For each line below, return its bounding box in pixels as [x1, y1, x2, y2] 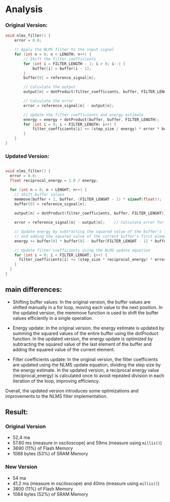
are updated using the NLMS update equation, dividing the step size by [12, 361, 161, 367]
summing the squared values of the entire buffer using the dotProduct [12, 330, 158, 336]
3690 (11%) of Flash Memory [12, 445, 73, 451]
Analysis [5, 4, 43, 15]
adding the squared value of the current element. [12, 346, 115, 352]
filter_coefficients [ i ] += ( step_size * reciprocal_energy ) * [18, 257, 153, 262]
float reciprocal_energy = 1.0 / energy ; [10, 178, 99, 183]
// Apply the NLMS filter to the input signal [14, 47, 114, 52]
